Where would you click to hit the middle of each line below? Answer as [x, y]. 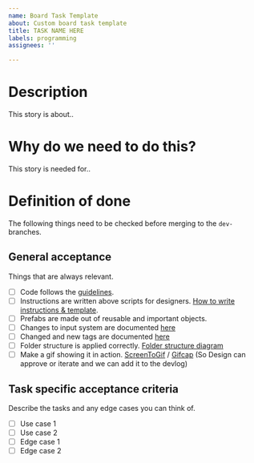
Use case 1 [38, 424]
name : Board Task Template [53, 16]
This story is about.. [41, 115]
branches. [25, 231]
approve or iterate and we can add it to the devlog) [104, 364]
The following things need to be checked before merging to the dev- [121, 223]
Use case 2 [38, 433]
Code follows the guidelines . [67, 292]
